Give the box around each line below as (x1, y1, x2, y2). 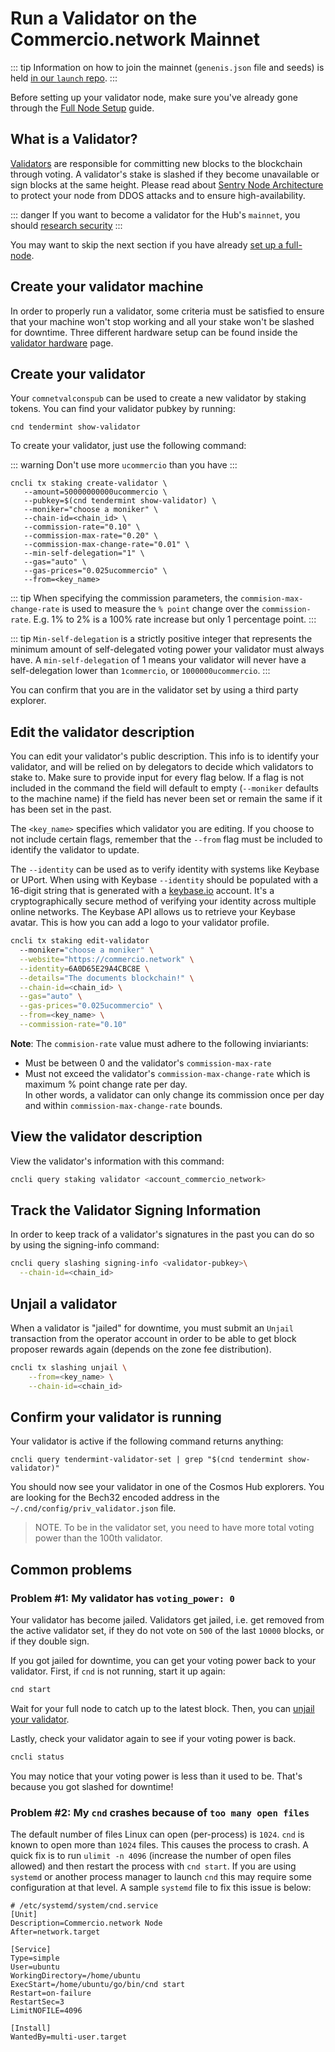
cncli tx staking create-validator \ (10, 478, 168, 489)
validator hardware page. (10, 337, 114, 349)
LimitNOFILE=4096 (10, 2006, 83, 2016)
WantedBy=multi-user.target (10, 2032, 128, 2042)
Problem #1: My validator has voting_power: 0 (10, 1591, 235, 1605)
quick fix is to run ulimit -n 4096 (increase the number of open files (10, 1850, 292, 1862)
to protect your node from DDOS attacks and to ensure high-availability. (10, 189, 306, 201)
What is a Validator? (10, 131, 138, 148)
